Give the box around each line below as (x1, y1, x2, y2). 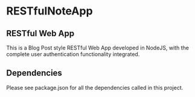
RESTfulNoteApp (6, 4, 93, 18)
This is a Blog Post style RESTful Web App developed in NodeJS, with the (6, 44, 189, 51)
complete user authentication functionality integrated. (6, 51, 140, 58)
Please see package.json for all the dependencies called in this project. (6, 84, 184, 91)
